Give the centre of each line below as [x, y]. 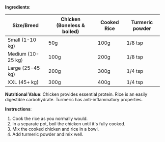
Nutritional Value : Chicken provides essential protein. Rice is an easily [76, 94]
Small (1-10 [22, 40]
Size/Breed [25, 25]
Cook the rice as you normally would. [50, 118]
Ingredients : [18, 7]
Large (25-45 [24, 68]
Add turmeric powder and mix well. [48, 134]
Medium [17, 54]
